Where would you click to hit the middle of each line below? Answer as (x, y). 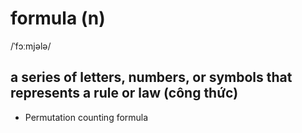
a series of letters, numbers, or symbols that (151, 77)
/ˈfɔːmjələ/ (31, 46)
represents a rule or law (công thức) (124, 93)
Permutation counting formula (86, 117)
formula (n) (58, 18)
